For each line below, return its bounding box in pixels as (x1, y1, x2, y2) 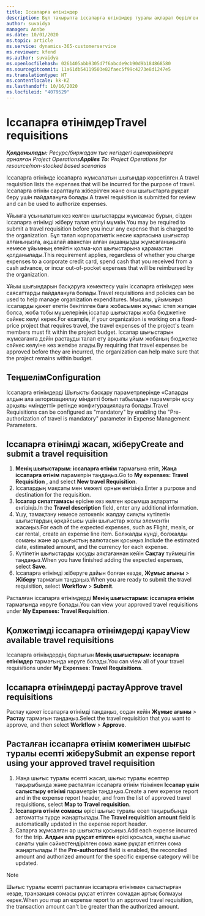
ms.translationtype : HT (6, 72, 67, 78)
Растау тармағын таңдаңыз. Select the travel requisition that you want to (6, 714, 191, 722)
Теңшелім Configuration (6, 373, 101, 383)
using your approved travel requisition (6, 758, 155, 768)
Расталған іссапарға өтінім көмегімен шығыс (6, 739, 191, 749)
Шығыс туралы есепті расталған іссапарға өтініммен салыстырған (6, 883, 182, 890)
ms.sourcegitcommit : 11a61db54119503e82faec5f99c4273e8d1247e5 (6, 66, 171, 73)
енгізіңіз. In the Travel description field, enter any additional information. (15, 504, 199, 511)
